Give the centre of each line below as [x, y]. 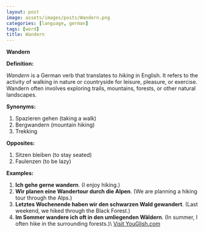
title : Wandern [26, 35]
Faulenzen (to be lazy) [43, 161]
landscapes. [22, 95]
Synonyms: [21, 106]
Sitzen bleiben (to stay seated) [54, 155]
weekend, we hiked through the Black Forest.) [73, 211]
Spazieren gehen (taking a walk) [56, 119]
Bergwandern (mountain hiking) [55, 125]
